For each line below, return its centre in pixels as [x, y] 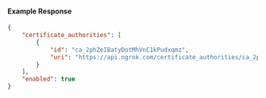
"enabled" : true [49, 79]
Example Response [40, 11]
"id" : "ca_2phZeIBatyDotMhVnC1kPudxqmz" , [120, 50]
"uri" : [61, 57]
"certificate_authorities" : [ [72, 36]
